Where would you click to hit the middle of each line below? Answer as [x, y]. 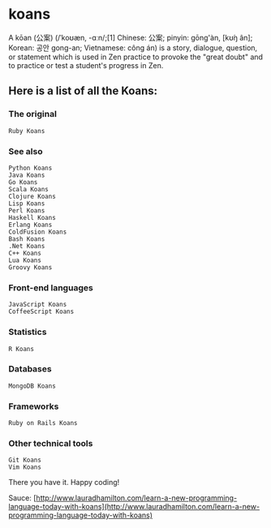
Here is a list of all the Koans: [83, 91]
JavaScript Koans [38, 305]
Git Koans [25, 460]
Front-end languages [51, 287]
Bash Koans [27, 239]
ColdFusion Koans [38, 232]
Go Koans [23, 182]
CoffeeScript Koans [41, 312]
